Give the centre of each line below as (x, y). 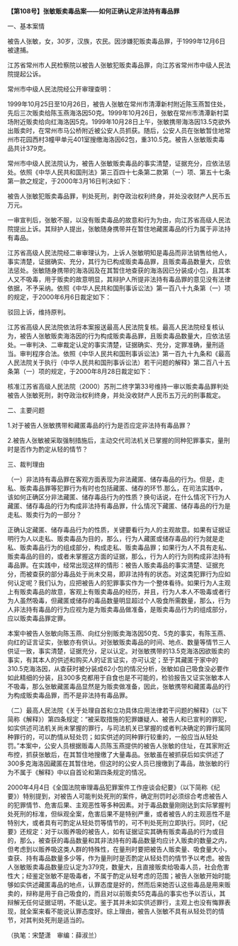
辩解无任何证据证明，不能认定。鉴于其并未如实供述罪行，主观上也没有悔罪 (116, 902)
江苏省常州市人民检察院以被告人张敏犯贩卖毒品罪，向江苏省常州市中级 (110, 65)
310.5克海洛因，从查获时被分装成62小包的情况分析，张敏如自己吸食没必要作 (118, 669)
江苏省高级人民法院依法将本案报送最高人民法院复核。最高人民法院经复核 (113, 327)
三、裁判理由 (26, 464)
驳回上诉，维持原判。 (38, 312)
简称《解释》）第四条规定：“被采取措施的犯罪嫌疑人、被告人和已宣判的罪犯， (119, 719)
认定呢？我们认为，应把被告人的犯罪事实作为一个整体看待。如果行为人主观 (122, 583)
